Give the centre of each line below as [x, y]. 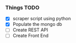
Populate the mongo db [37, 24]
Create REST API [30, 30]
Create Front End [31, 36]
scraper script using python [42, 19]
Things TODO [22, 8]
